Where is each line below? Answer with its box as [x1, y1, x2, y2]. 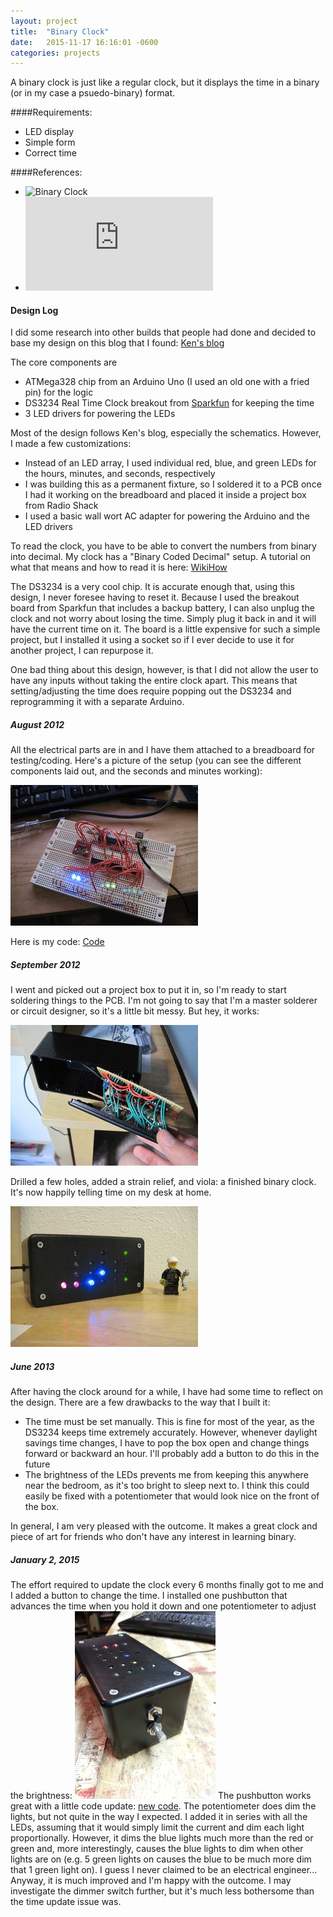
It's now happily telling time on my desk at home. [10, 1186, 212, 1199]
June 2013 [10, 1360, 55, 1372]
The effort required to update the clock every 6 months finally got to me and [10, 1579, 324, 1591]
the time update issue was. [10, 1896, 122, 1908]
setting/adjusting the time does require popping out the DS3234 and [10, 685, 292, 697]
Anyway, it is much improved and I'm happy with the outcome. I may [10, 1875, 292, 1887]
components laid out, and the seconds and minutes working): [10, 765, 263, 777]
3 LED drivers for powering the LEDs [24, 408, 176, 420]
